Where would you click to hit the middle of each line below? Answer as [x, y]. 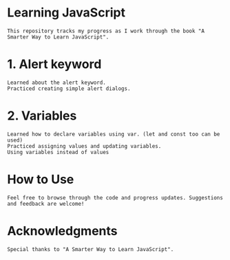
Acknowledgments [63, 231]
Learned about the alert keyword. [57, 83]
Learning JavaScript [66, 13]
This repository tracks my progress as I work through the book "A [106, 31]
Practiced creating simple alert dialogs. [69, 88]
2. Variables [42, 116]
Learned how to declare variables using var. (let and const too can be [114, 134]
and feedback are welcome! [46, 204]
